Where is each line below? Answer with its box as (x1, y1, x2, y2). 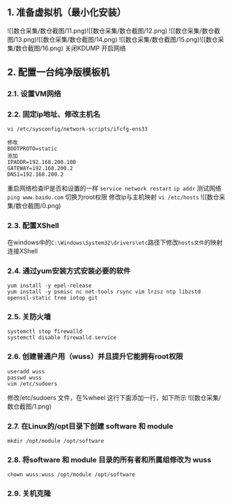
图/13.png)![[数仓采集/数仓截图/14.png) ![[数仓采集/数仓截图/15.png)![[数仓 (7, 35, 218, 43)
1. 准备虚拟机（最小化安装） (7, 6, 127, 19)
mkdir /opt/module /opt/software (7, 437, 105, 445)
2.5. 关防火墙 (7, 311, 51, 321)
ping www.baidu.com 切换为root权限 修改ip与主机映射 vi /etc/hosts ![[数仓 (7, 193, 219, 201)
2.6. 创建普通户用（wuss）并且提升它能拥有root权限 (7, 352, 183, 362)
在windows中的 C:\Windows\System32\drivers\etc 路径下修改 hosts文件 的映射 (7, 238, 223, 246)
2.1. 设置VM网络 (7, 89, 61, 99)
